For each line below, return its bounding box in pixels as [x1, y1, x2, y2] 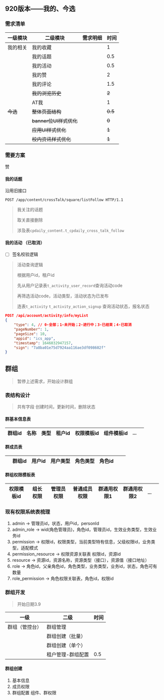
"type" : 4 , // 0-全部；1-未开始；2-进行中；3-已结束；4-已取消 [14, 322, 132, 327]
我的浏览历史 [32, 90, 62, 97]
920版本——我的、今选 [5, 4, 76, 13]
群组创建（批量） [46, 632, 86, 639]
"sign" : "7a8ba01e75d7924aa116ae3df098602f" [14, 345, 106, 350]
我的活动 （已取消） [5, 240, 45, 245]
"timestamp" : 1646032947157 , [14, 340, 73, 345]
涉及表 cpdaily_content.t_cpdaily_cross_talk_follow [17, 227, 124, 234]
